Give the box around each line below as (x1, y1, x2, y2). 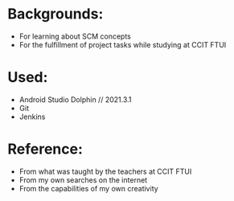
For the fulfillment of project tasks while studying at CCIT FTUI (18, 39, 227, 49)
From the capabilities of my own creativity (18, 183, 158, 193)
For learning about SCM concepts (18, 31, 132, 41)
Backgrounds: (7, 5, 104, 23)
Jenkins (18, 112, 46, 121)
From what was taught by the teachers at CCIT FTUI (18, 166, 192, 176)
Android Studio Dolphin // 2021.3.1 (18, 94, 132, 105)
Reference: (7, 140, 84, 158)
